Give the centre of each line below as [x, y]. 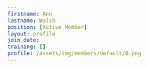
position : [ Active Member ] [47, 27]
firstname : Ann [30, 14]
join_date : [23, 40]
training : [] [27, 47]
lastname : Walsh [31, 21]
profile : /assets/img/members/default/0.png [74, 54]
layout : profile [31, 34]
